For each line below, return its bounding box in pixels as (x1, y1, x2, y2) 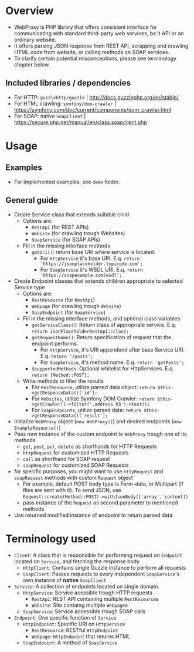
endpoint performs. (31, 340, 79, 347)
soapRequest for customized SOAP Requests (22, 462, 129, 469)
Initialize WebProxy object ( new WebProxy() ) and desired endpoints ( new (13, 417, 182, 424)
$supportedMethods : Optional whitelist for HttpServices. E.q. (31, 365, 174, 372)
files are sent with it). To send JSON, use (22, 486, 121, 493)
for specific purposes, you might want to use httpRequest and (13, 467, 164, 474)
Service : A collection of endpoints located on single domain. (13, 583, 159, 590)
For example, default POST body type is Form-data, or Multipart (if (22, 480, 184, 487)
